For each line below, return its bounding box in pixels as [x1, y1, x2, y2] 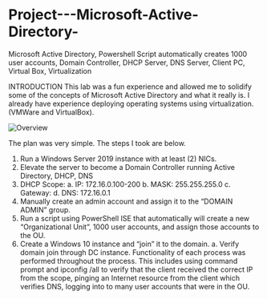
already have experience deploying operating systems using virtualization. [8, 99, 254, 108]
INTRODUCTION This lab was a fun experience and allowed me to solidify [8, 82, 253, 91]
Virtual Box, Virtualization [8, 66, 92, 75]
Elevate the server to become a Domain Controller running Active [19, 162, 235, 172]
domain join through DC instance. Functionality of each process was [19, 247, 246, 257]
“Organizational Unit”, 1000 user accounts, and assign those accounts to [19, 222, 260, 232]
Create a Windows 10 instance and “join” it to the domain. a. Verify [19, 239, 240, 248]
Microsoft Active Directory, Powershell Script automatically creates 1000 [8, 49, 248, 59]
